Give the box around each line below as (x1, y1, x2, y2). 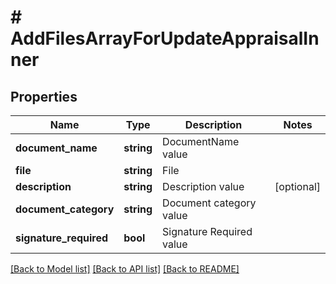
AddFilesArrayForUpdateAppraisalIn (10, 27, 320, 50)
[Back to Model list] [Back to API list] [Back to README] (10, 263, 240, 275)
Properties (10, 88, 78, 105)
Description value (162, 180, 245, 193)
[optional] (274, 180, 321, 193)
